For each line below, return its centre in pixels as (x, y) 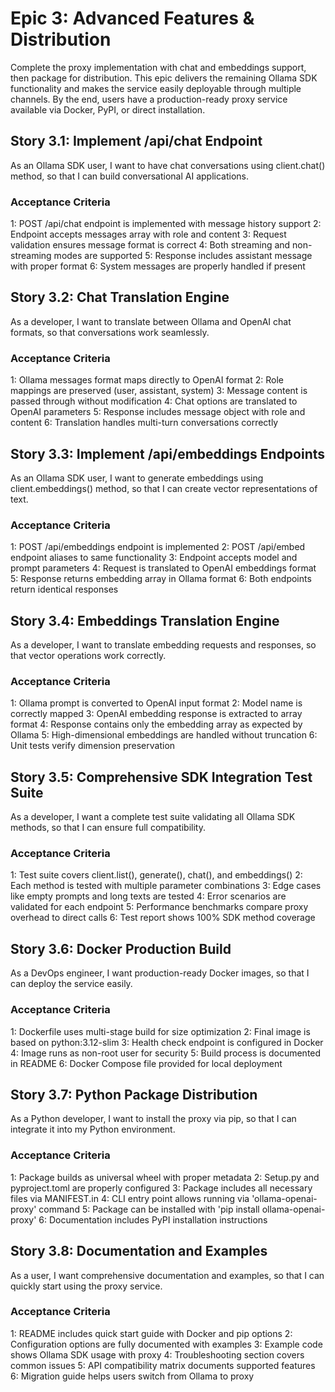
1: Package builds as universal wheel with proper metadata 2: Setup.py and (165, 1177)
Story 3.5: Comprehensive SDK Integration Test (161, 777)
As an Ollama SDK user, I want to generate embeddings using (137, 478)
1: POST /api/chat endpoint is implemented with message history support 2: (166, 224)
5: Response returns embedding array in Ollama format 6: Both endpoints (161, 579)
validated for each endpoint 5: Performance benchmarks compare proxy (159, 907)
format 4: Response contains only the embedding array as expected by (156, 724)
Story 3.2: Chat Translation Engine (120, 297)
